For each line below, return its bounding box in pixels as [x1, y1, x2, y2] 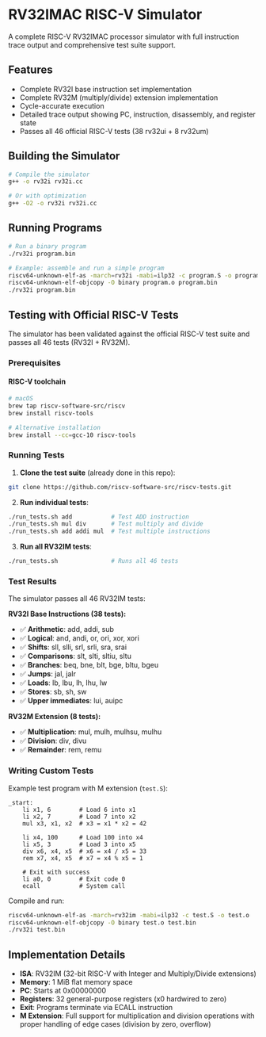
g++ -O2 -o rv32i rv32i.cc [8, 200, 97, 208]
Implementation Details [8, 947, 126, 961]
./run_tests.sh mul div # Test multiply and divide [8, 520, 203, 528]
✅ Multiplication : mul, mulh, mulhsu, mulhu [19, 727, 162, 737]
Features [8, 63, 53, 77]
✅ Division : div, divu [19, 736, 87, 746]
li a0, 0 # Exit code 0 [22, 874, 126, 883]
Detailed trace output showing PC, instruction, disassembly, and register [19, 109, 256, 119]
